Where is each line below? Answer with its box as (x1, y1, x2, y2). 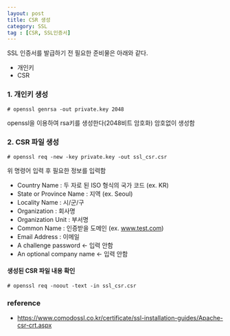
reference (7, 298, 41, 308)
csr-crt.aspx (16, 321, 52, 330)
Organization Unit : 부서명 (16, 215, 89, 223)
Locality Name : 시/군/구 (16, 198, 84, 206)
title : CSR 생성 (7, 16, 51, 23)
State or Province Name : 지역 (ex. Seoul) (16, 190, 133, 198)
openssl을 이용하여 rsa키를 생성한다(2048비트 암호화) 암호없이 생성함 (7, 118, 196, 127)
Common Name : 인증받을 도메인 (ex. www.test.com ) (16, 224, 164, 232)
